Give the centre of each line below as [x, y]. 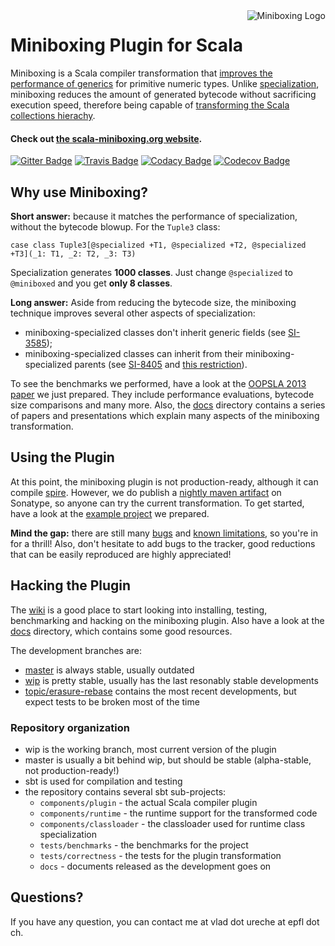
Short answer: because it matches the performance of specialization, [154, 216]
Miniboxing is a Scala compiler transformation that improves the [141, 73]
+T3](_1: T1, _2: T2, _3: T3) [73, 254]
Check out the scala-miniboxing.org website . [106, 138]
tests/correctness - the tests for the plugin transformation [160, 855]
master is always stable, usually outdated [109, 670]
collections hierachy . [53, 115]
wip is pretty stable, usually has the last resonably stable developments [171, 680]
